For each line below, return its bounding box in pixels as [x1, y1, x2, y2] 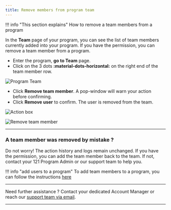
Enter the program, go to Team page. [12, 57, 91, 64]
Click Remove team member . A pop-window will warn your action [12, 88, 152, 94]
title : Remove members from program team [5, 7, 95, 13]
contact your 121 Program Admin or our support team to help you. [5, 159, 142, 165]
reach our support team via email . [5, 194, 76, 200]
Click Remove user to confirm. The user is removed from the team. [12, 99, 154, 105]
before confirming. [12, 93, 52, 99]
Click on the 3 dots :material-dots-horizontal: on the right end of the [12, 63, 158, 69]
